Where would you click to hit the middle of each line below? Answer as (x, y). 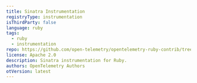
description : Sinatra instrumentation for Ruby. (67, 60)
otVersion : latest (28, 71)
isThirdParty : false (31, 22)
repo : (13, 50)
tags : (13, 33)
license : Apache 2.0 (31, 55)
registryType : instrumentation (44, 17)
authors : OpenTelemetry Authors (45, 66)
